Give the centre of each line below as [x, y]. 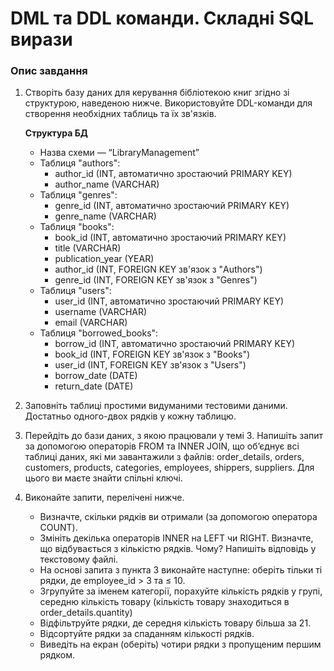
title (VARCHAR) [88, 248]
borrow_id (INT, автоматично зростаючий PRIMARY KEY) [175, 344]
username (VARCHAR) [101, 312]
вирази [41, 39]
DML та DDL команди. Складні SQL [162, 18]
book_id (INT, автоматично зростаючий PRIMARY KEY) [170, 238]
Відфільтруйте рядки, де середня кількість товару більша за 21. [175, 623]
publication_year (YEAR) [104, 259]
